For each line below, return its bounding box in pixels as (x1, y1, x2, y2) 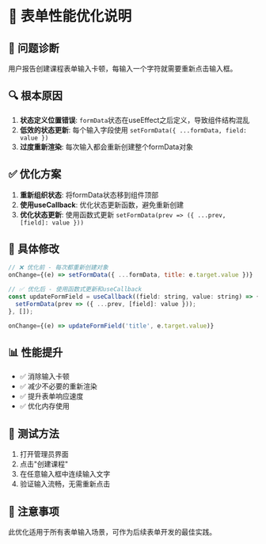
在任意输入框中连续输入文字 (19, 469, 111, 479)
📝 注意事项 (8, 504, 59, 518)
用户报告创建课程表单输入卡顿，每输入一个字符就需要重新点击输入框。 (8, 64, 237, 73)
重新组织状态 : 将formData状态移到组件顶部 (19, 190, 159, 199)
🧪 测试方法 (8, 427, 59, 440)
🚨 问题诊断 (8, 41, 59, 55)
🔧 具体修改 (8, 243, 59, 256)
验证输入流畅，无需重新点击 (19, 479, 111, 488)
